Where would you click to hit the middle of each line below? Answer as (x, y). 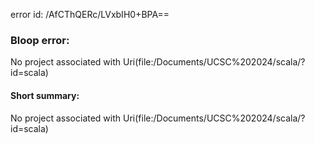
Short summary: (45, 95)
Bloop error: (40, 40)
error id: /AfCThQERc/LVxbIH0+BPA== (90, 14)
